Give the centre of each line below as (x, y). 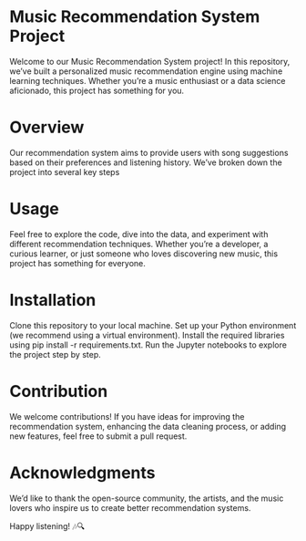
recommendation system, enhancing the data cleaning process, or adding (148, 426)
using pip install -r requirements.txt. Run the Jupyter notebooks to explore (148, 345)
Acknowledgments (83, 473)
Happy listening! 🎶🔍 (47, 525)
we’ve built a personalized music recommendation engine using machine (146, 71)
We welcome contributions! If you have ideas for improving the (127, 416)
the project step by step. (56, 354)
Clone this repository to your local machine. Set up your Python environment (153, 325)
